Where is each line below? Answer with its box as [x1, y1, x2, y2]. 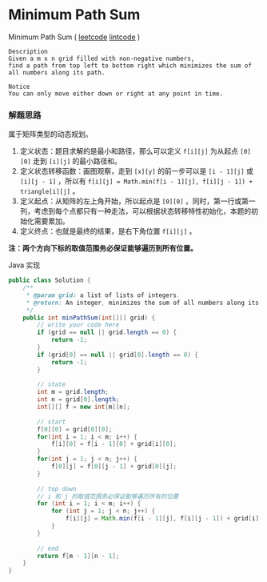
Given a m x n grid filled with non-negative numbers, [8, 54, 195, 62]
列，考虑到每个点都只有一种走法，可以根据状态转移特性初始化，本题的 [19, 207, 252, 216]
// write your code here [37, 321, 120, 329]
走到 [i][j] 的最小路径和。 [33, 156, 122, 166]
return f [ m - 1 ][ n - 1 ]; [37, 552, 120, 560]
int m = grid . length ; [37, 388, 110, 396]
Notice [8, 82, 30, 90]
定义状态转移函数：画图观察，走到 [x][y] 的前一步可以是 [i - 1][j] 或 [19, 167, 254, 176]
